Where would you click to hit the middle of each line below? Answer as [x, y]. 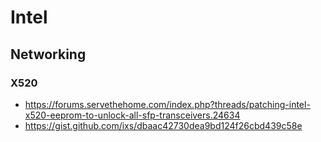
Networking [48, 54]
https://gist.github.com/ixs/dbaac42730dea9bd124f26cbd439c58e [163, 125]
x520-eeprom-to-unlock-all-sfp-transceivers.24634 [132, 115]
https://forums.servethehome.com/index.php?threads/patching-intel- [167, 104]
